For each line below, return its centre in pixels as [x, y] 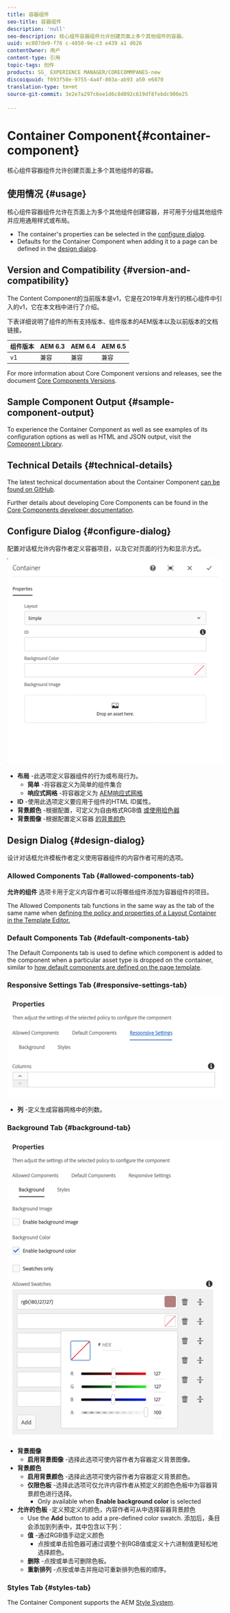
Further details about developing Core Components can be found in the [108, 502]
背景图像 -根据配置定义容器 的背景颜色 [71, 818]
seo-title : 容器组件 [34, 22]
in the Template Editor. [39, 920]
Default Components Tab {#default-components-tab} [98, 937]
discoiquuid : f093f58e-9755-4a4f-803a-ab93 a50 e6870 [86, 79]
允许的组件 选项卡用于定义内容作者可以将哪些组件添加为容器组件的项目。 [110, 891]
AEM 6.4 [83, 346]
